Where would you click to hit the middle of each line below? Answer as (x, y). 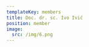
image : (15, 29)
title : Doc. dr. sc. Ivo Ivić (45, 18)
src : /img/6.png (32, 35)
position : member (28, 23)
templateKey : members (34, 12)
